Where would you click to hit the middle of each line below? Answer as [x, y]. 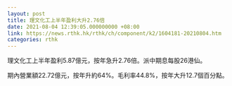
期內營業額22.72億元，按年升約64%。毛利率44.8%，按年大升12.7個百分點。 [118, 76]
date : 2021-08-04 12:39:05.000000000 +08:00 [73, 27]
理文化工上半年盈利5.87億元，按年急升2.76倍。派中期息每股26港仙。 [107, 61]
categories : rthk [33, 40]
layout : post [26, 14]
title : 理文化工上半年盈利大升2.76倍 [56, 20]
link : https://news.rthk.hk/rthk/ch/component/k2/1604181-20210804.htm [114, 33]
